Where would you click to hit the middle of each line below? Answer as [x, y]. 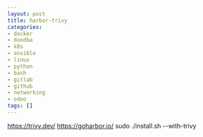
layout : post [26, 14]
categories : [25, 27]
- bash [17, 73]
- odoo [17, 100]
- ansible [22, 54]
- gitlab [20, 79]
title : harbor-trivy [38, 20]
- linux [19, 60]
